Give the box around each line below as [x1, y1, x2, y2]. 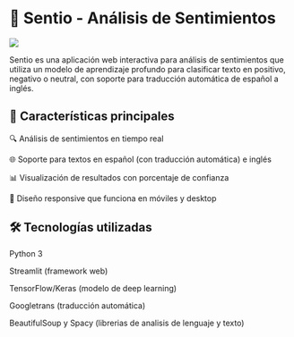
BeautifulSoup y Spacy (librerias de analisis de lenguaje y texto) [9, 317, 245, 328]
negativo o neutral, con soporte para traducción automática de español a [9, 73, 280, 84]
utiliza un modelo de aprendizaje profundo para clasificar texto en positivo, [9, 63, 286, 74]
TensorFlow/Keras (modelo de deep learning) [9, 282, 177, 293]
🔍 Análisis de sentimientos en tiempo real [9, 133, 164, 144]
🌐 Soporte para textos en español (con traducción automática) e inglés [9, 154, 272, 164]
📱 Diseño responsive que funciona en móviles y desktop [9, 192, 217, 204]
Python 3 [9, 248, 43, 258]
